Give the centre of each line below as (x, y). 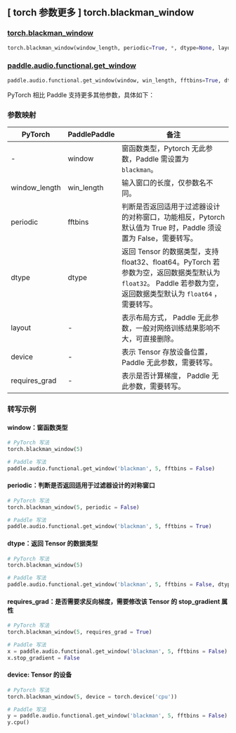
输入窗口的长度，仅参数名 (164, 183)
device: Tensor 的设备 (40, 675)
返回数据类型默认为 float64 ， (171, 294)
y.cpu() (19, 722)
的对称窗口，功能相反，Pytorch (173, 217)
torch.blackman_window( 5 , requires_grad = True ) (80, 632)
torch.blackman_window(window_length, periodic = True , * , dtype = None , (111, 48)
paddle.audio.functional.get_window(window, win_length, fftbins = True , (114, 80)
